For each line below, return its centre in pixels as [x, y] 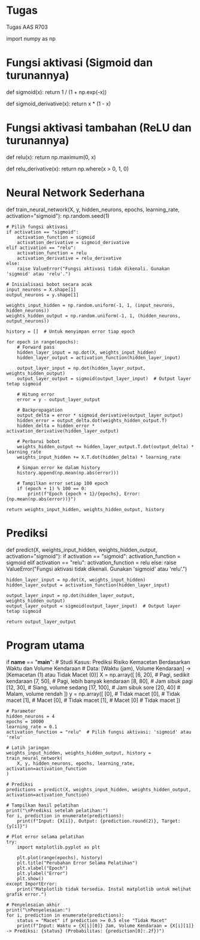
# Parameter [21, 711]
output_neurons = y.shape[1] [43, 295]
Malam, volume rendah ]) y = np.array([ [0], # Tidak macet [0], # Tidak [93, 693]
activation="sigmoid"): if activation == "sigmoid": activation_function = [93, 556]
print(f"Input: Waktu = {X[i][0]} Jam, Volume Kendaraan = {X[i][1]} [106, 926]
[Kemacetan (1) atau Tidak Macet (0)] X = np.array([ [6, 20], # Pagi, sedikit [98, 674]
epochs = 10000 [25, 722]
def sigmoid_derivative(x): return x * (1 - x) [59, 104]
